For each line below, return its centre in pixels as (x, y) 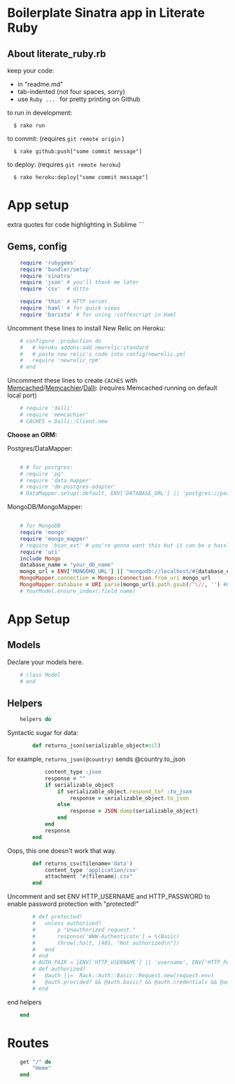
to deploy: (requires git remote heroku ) (64, 164)
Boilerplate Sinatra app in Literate (106, 13)
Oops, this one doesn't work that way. (62, 850)
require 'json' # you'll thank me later (79, 282)
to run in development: (40, 113)
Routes (28, 1043)
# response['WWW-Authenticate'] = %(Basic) (106, 936)
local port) (22, 395)
